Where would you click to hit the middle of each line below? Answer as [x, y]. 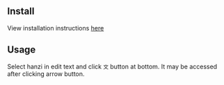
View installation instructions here [56, 28]
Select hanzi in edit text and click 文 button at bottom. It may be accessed [112, 66]
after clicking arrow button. [46, 74]
